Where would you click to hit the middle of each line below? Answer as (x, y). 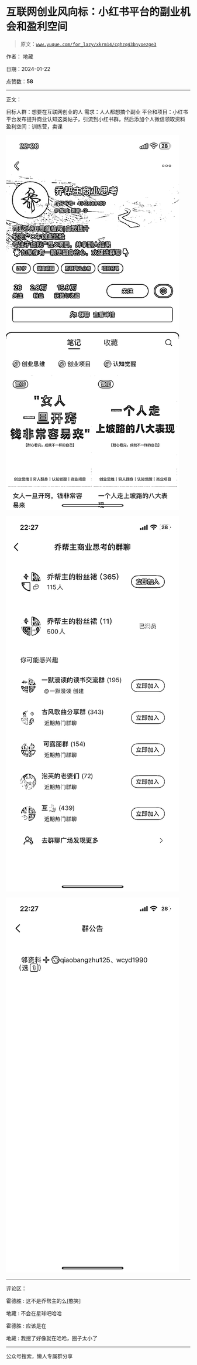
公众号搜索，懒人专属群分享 (39, 1356)
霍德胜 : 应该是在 (26, 1326)
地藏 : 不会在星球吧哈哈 (34, 1313)
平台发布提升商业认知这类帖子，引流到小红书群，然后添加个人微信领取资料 (96, 119)
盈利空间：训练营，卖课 (34, 126)
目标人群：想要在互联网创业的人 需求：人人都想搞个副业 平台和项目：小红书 (97, 111)
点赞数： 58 (20, 81)
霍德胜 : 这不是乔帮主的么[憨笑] (44, 1301)
